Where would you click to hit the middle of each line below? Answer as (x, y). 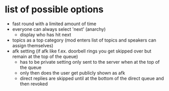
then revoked (34, 84)
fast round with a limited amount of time (54, 24)
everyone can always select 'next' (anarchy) (59, 29)
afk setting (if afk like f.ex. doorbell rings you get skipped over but (82, 51)
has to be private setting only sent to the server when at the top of (90, 62)
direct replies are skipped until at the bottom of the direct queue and (92, 78)
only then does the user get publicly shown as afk (72, 72)
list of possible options (54, 10)
